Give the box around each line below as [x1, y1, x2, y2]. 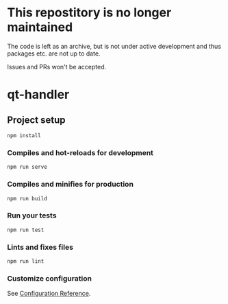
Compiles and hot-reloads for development [7, 148, 154, 157]
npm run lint [7, 258, 45, 265]
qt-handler [7, 87, 70, 102]
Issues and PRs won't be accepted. [7, 62, 107, 71]
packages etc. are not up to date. [7, 49, 101, 58]
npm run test [7, 226, 45, 233]
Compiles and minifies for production [7, 180, 134, 189]
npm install [7, 132, 41, 139]
